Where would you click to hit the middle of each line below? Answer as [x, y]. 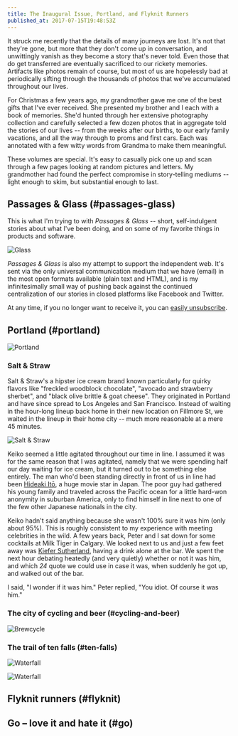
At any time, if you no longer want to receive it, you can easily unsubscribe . [117, 308]
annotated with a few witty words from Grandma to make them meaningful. [117, 145]
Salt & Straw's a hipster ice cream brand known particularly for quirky [109, 381]
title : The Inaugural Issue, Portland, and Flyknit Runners [98, 14]
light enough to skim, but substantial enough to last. [83, 181]
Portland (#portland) [54, 330]
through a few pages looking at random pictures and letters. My [101, 166]
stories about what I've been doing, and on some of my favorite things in [114, 229]
